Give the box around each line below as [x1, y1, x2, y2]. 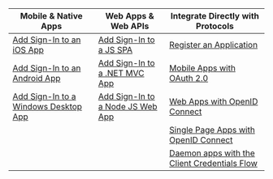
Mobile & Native [19, 11, 83, 21]
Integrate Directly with [170, 11, 260, 21]
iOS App [12, 45, 45, 55]
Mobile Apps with [169, 62, 236, 74]
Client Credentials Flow [169, 158, 258, 168]
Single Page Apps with [169, 125, 256, 135]
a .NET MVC [97, 68, 145, 79]
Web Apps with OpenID [169, 96, 258, 107]
